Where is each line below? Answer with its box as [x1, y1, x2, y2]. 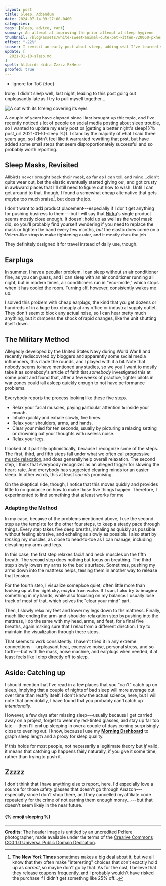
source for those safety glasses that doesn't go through [5, 786, 119, 792]
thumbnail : [5, 35, 28, 40]
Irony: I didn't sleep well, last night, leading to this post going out [5, 90, 137, 96]
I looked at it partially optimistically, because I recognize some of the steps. [5, 446, 159, 452]
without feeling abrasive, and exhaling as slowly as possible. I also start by [5, 532, 157, 537]
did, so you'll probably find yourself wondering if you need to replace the [5, 221, 154, 227]
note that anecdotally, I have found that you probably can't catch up [5, 698, 143, 704]
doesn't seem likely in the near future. [5, 802, 83, 808]
